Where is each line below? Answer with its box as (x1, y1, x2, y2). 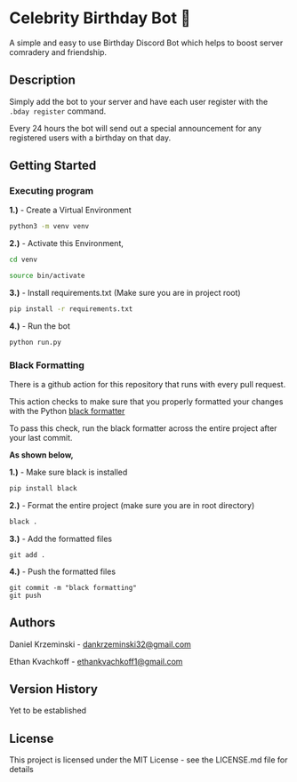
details (9, 764, 34, 775)
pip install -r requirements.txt (9, 305, 133, 314)
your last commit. (9, 433, 73, 443)
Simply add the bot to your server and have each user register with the (9, 96, 269, 107)
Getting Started (9, 158, 97, 173)
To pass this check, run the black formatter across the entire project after (9, 423, 277, 434)
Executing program (9, 185, 94, 197)
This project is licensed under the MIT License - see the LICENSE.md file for (9, 754, 288, 765)
